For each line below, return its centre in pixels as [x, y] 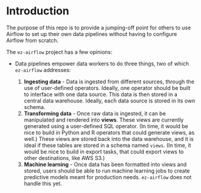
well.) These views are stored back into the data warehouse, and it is [109, 138]
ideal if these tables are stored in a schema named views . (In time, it [107, 145]
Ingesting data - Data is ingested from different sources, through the [109, 82]
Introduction [38, 11]
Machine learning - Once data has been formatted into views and [105, 164]
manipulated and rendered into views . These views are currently [104, 120]
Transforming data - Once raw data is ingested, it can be [95, 113]
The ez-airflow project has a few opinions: [59, 52]
